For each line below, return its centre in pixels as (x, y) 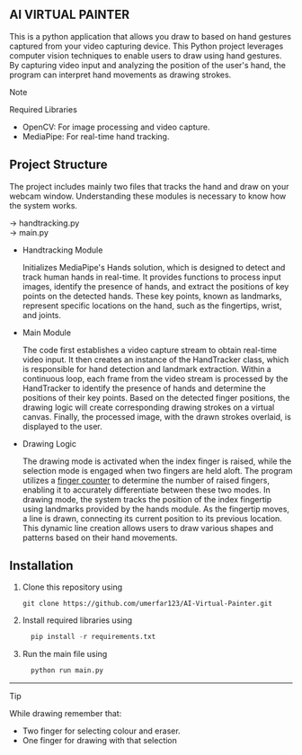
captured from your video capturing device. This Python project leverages (147, 46)
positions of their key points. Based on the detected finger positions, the (156, 397)
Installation (41, 566)
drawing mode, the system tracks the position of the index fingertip (147, 499)
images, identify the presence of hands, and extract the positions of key (155, 286)
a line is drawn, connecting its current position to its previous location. (152, 518)
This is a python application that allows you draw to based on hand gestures (151, 36)
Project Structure (58, 165)
